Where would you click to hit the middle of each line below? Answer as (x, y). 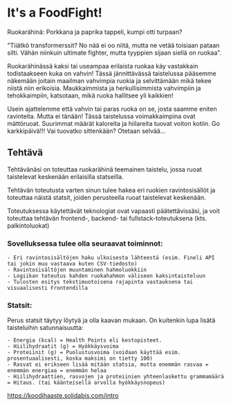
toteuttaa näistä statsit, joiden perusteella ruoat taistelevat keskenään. (107, 197)
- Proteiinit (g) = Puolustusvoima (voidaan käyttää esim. (94, 353)
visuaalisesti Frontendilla (48, 288)
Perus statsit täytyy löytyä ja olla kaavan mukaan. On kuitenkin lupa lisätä (111, 320)
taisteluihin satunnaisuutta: (45, 328)
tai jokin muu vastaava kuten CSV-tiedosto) (72, 264)
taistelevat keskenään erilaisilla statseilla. (65, 176)
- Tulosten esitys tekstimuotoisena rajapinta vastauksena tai (100, 282)
